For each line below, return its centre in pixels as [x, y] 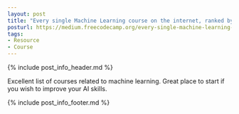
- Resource [23, 41]
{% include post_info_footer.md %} [59, 103]
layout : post [27, 14]
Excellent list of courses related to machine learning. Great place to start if [116, 81]
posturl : [20, 27]
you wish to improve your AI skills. [58, 89]
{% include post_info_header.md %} [60, 67]
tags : [15, 34]
